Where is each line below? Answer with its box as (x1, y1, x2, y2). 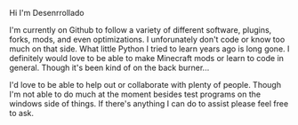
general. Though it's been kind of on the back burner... (9, 62, 210, 73)
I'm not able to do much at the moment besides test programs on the (9, 89, 261, 99)
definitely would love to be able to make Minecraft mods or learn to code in (9, 53, 285, 63)
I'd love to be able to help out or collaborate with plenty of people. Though (9, 80, 282, 90)
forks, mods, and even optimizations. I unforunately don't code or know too (9, 35, 286, 44)
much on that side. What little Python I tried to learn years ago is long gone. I (9, 43, 290, 54)
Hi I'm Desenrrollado (9, 8, 85, 18)
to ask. (9, 108, 34, 118)
